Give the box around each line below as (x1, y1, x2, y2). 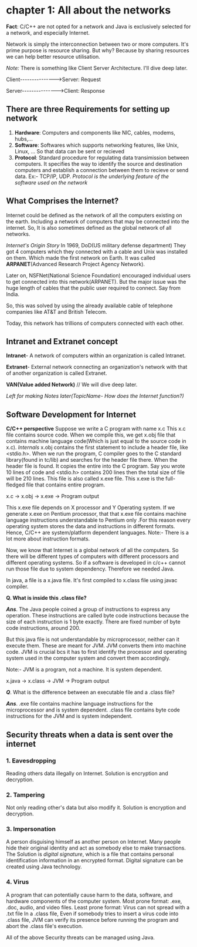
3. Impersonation (6, 825, 56, 833)
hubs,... (14, 135, 33, 142)
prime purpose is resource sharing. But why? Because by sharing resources (6, 46, 189, 53)
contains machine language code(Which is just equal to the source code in (6, 438, 186, 445)
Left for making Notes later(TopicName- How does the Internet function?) (6, 392, 185, 399)
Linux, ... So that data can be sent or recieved (14, 147, 125, 155)
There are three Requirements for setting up (6, 104, 170, 115)
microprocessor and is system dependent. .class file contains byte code (6, 706, 181, 714)
